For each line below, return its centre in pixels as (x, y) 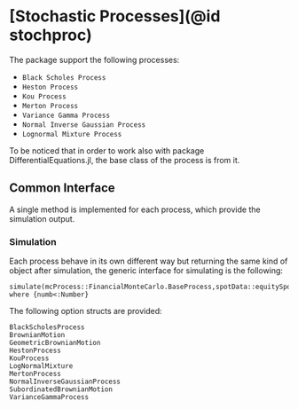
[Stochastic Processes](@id (115, 16)
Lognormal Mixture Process (72, 134)
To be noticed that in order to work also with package (107, 150)
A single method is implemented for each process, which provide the (135, 209)
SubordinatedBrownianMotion (61, 389)
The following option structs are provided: (86, 311)
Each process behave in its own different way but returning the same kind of (149, 261)
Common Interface (62, 188)
